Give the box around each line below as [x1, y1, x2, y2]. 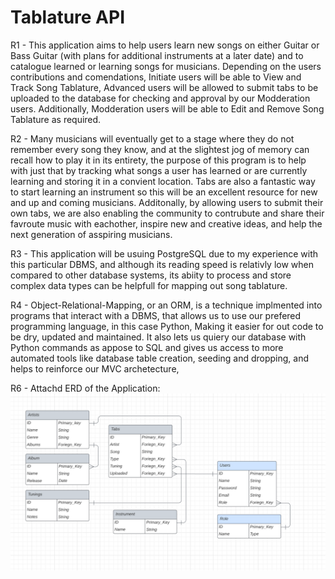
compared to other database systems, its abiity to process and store [10, 269, 292, 281]
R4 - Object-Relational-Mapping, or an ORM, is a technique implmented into [10, 299, 323, 311]
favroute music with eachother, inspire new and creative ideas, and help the [10, 217, 323, 230]
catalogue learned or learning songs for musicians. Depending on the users [10, 60, 322, 72]
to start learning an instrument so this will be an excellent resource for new [10, 186, 318, 198]
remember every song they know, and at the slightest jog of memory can [10, 143, 310, 155]
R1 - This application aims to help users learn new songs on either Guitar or [10, 39, 320, 51]
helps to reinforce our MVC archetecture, [10, 362, 180, 375]
